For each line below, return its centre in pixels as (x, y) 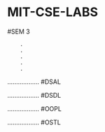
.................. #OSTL (34, 122)
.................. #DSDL (34, 95)
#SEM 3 (19, 31)
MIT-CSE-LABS (53, 12)
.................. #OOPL (34, 108)
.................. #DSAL (34, 82)
